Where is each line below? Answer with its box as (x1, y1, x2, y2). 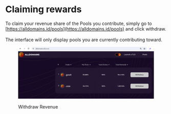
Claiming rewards (5, 4, 82, 15)
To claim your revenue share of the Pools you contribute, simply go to (5, 20, 152, 26)
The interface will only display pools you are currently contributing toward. (5, 37, 162, 43)
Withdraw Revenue (18, 103, 58, 110)
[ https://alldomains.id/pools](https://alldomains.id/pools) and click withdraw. (5, 25, 166, 32)
